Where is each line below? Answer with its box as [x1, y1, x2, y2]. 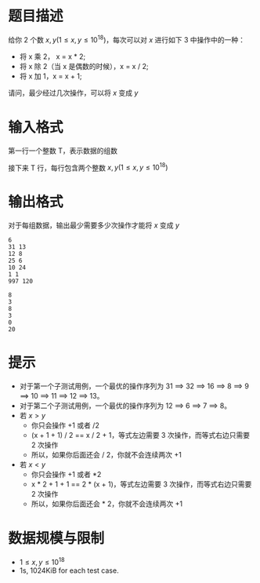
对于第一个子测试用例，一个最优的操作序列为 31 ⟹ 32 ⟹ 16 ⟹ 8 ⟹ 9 [19, 381, 249, 391]
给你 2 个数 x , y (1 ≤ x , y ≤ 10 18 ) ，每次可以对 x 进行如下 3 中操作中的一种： [8, 33, 245, 44]
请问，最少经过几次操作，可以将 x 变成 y [8, 88, 139, 97]
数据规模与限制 [8, 530, 105, 548]
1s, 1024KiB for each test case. [19, 566, 119, 575]
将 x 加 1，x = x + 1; [19, 71, 82, 81]
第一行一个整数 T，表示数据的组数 [8, 146, 117, 155]
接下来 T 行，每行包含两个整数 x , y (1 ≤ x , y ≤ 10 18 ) [8, 162, 168, 173]
